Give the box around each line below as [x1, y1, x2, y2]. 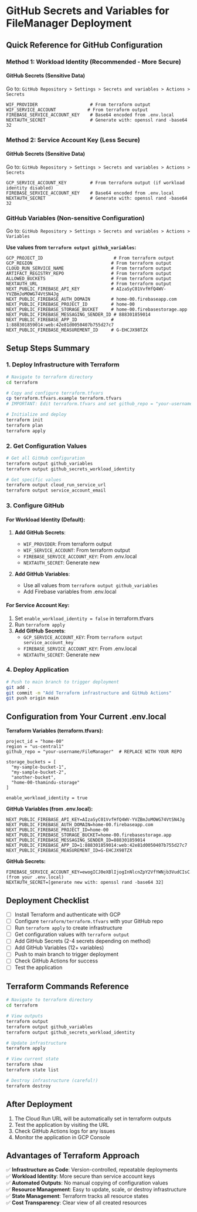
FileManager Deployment [6, 16, 132, 30]
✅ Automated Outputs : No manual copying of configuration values [6, 1179, 168, 1187]
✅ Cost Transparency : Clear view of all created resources [6, 1199, 147, 1206]
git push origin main [6, 695, 59, 701]
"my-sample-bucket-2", [11, 769, 67, 776]
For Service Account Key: [6, 601, 70, 608]
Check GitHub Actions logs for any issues [14, 1127, 116, 1134]
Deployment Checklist [6, 895, 89, 905]
